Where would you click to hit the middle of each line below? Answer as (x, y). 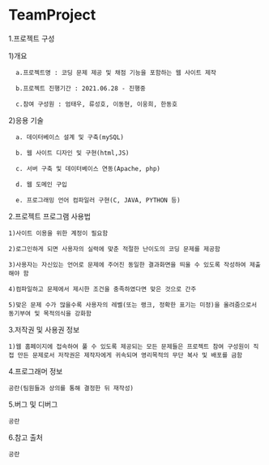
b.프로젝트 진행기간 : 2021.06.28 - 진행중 (81, 88)
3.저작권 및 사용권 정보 (44, 329)
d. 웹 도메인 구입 (41, 185)
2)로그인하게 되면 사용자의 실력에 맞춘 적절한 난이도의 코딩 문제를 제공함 (114, 249)
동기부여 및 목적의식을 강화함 (50, 313)
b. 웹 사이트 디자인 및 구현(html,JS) (73, 153)
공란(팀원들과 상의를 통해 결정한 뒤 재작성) (71, 388)
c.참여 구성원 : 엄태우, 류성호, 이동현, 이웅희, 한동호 (97, 104)
